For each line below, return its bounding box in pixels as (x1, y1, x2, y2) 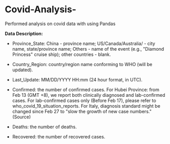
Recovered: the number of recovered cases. (12, 133, 105, 139)
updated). (12, 67, 33, 73)
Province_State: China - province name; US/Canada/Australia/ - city (12, 40, 156, 47)
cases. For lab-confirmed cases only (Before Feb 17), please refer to (12, 97, 157, 104)
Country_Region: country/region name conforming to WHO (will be (12, 61, 153, 67)
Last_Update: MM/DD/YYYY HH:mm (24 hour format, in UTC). (12, 76, 143, 83)
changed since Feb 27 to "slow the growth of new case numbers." (12, 108, 152, 114)
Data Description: (5, 30, 43, 36)
